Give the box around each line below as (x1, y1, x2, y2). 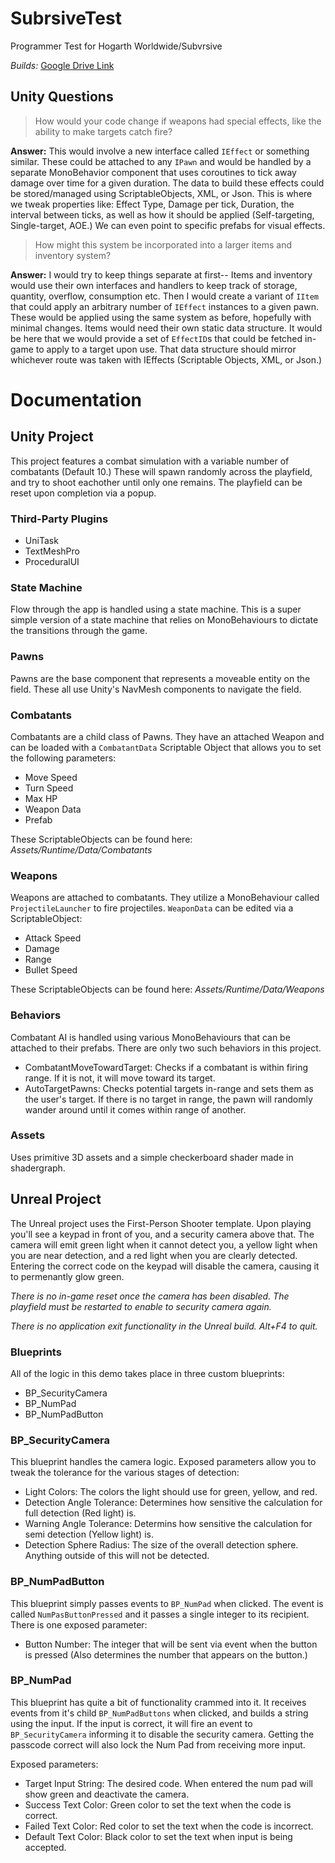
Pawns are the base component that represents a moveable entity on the (10, 672, 311, 684)
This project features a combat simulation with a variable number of (10, 455, 290, 467)
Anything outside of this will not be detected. (24, 1550, 210, 1562)
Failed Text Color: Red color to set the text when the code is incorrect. (24, 1820, 314, 1832)
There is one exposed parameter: (10, 1618, 148, 1631)
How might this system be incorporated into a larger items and (34, 238, 293, 251)
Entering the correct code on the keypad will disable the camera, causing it (10, 1260, 320, 1272)
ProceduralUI (24, 556, 80, 568)
